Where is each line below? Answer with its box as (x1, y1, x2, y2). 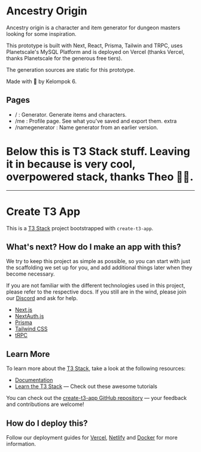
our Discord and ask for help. (6, 295, 78, 302)
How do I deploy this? (6, 418, 88, 428)
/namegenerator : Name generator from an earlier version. (14, 124, 159, 131)
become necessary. (6, 270, 55, 277)
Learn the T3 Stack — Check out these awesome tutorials (14, 383, 157, 390)
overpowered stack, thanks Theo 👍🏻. (6, 170, 194, 184)
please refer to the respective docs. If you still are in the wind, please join (6, 288, 187, 295)
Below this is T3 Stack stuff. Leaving (6, 145, 190, 158)
